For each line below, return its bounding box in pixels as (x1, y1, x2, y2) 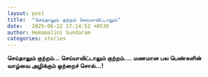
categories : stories (7, 35, 67, 42)
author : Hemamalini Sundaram (7, 29, 91, 36)
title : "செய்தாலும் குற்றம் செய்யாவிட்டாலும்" (7, 16, 121, 23)
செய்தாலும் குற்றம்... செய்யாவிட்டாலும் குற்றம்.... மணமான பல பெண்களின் (7, 54, 202, 62)
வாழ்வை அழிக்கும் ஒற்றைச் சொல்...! (7, 62, 104, 70)
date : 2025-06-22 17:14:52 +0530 (7, 22, 110, 29)
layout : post (7, 10, 45, 17)
